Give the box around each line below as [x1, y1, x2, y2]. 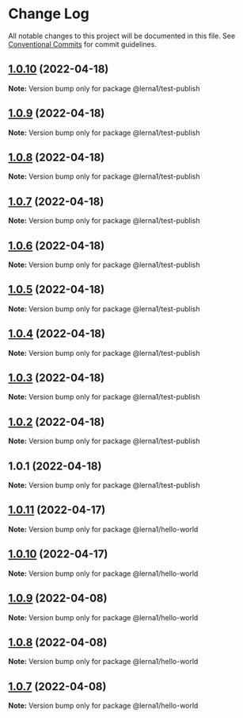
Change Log [8, 5, 89, 23]
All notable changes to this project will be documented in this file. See [8, 31, 236, 41]
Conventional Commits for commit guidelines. [8, 39, 157, 48]
